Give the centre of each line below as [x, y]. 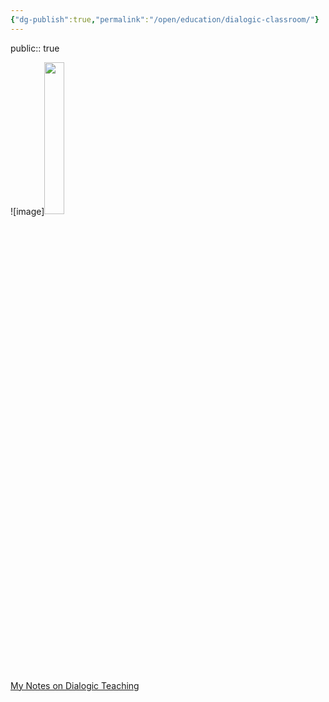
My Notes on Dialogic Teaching [75, 685]
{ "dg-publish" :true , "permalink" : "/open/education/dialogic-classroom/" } [165, 19]
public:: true [35, 48]
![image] [27, 211]
